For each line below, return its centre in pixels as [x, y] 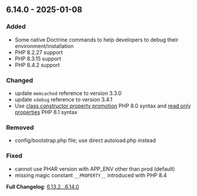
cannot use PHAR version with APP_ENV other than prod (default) [95, 169]
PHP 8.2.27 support [39, 52]
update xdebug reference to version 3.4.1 [63, 99]
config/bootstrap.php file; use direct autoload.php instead [85, 140]
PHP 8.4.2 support [37, 65]
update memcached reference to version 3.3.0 [68, 93]
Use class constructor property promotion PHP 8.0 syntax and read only [103, 106]
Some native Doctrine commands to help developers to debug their [96, 39]
